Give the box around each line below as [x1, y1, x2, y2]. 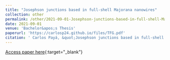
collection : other [5, 12, 44, 17]
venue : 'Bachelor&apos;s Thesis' [5, 26, 76, 31]
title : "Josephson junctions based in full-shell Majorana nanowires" [5, 7, 157, 12]
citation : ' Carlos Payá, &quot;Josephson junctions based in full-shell [5, 35, 164, 40]
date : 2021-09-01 [5, 21, 42, 26]
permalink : [5, 16, 28, 21]
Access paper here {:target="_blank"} [5, 48, 83, 55]
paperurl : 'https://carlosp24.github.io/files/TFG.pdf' [5, 30, 125, 35]
